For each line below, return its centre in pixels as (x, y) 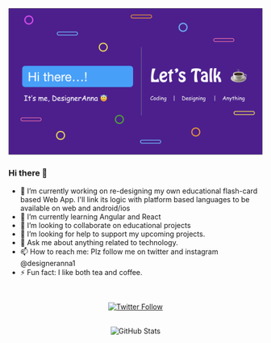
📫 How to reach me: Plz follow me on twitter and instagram (119, 252)
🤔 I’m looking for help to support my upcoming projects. (113, 234)
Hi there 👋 (28, 173)
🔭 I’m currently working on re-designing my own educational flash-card (139, 191)
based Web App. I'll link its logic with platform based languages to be (135, 199)
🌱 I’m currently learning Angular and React (90, 216)
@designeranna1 (48, 263)
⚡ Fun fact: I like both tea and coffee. (81, 272)
